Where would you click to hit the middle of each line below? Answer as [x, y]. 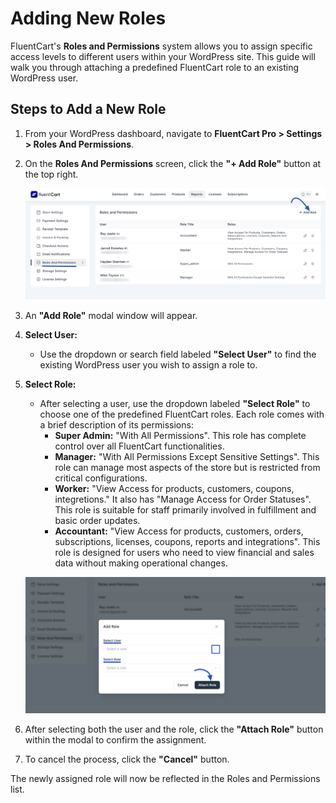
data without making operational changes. [141, 563]
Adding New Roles [88, 18]
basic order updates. [97, 521]
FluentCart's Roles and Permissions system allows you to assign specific [161, 46]
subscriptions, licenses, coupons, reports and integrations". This [187, 542]
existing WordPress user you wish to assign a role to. [148, 365]
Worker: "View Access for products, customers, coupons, [174, 489]
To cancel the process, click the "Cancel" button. [127, 759]
